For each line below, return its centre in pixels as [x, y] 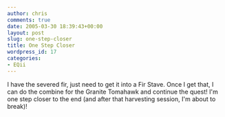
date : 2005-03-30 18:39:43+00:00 [55, 26]
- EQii [17, 65]
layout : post [26, 33]
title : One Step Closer [41, 45]
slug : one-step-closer [40, 39]
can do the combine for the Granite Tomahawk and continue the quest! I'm [112, 92]
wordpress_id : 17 [32, 52]
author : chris [28, 13]
